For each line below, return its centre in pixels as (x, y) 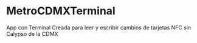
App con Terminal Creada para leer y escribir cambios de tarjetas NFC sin (99, 27)
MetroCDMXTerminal (61, 11)
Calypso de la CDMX (33, 33)
